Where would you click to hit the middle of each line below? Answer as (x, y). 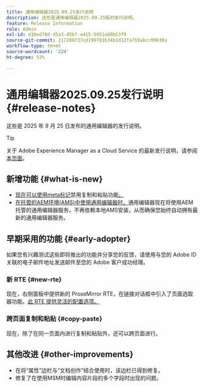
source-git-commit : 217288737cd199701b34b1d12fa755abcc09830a (87, 40)
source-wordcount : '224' (38, 52)
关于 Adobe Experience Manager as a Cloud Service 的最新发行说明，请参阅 (102, 151)
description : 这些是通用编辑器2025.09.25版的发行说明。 (72, 18)
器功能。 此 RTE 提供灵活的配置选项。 (53, 302)
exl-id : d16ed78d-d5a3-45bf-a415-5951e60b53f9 (66, 35)
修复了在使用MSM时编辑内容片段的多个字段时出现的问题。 (89, 378)
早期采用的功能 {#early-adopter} (69, 239)
